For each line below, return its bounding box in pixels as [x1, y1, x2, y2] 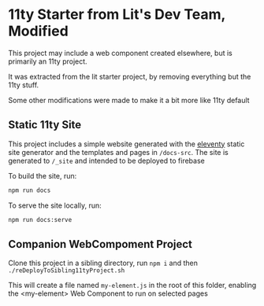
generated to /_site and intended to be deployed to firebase [8, 156, 205, 165]
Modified [8, 22, 69, 40]
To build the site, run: [8, 171, 77, 180]
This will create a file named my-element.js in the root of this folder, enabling [8, 281, 257, 290]
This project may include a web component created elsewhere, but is [8, 48, 232, 57]
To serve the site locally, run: [8, 201, 102, 210]
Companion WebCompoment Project [8, 238, 193, 251]
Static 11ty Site [8, 118, 82, 131]
